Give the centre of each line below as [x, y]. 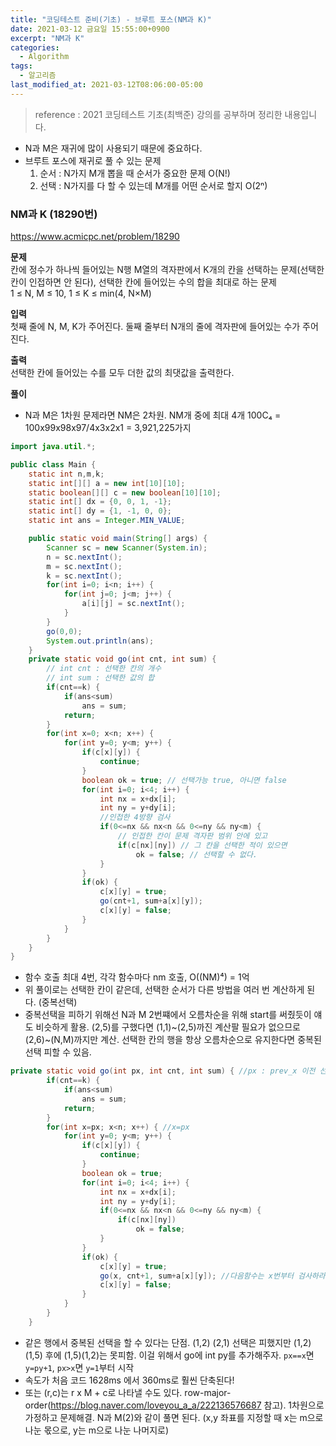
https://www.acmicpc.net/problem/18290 [95, 237]
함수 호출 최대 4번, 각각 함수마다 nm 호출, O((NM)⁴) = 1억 [137, 977]
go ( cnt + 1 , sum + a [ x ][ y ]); [151, 901]
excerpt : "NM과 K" [47, 38]
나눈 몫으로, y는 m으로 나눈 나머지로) [97, 1430]
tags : [21, 66]
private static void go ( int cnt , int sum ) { [122, 659]
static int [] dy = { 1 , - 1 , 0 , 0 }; [100, 511]
